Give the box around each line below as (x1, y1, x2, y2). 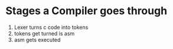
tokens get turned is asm (14, 30, 75, 37)
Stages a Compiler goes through (5, 4, 168, 18)
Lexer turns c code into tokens (14, 24, 89, 31)
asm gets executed (14, 36, 61, 43)
